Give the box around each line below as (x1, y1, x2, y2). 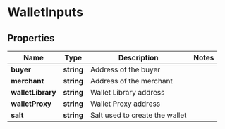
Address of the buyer (90, 64, 161, 74)
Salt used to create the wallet (90, 110, 187, 120)
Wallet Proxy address (90, 99, 161, 109)
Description (118, 53, 159, 62)
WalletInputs (7, 4, 83, 20)
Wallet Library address (90, 88, 165, 97)
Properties (7, 32, 55, 44)
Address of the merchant (90, 76, 173, 86)
